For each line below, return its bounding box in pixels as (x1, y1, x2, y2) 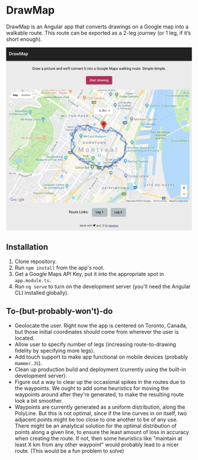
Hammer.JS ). (14, 359, 42, 366)
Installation (6, 242, 48, 252)
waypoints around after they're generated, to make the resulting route (14, 390, 184, 398)
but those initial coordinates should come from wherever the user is (14, 328, 179, 335)
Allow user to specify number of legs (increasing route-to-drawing (14, 340, 176, 348)
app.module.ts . (14, 277, 51, 284)
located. (14, 334, 35, 341)
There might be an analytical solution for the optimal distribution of (14, 422, 177, 429)
